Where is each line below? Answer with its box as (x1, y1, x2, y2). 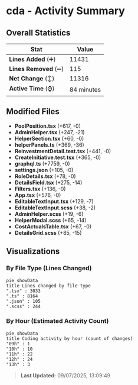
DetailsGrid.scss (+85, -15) (14, 229, 82, 236)
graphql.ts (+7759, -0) (14, 160, 70, 167)
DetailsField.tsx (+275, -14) (14, 179, 83, 186)
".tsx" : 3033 (6, 288, 41, 294)
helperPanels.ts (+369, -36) (14, 141, 84, 148)
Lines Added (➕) (9, 55, 56, 63)
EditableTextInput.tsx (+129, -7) (14, 198, 94, 205)
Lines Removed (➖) (9, 65, 64, 73)
